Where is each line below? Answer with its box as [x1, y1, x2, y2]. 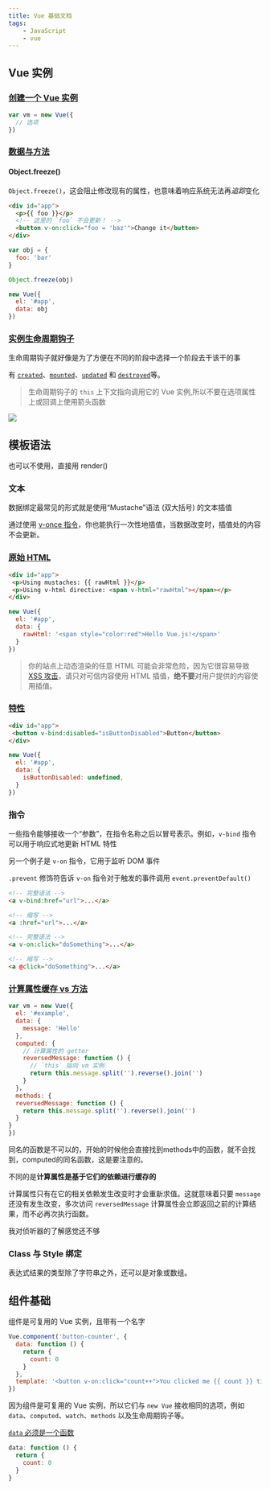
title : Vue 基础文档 [8, 11, 72, 20]
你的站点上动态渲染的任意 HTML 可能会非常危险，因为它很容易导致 [27, 660, 250, 670]
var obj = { [8, 246, 48, 254]
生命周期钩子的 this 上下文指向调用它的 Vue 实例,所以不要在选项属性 [27, 387, 256, 397]
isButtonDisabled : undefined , [22, 774, 125, 782]
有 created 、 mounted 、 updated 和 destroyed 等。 [8, 370, 165, 380]
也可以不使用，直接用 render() [8, 461, 108, 471]
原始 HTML [8, 552, 51, 563]
